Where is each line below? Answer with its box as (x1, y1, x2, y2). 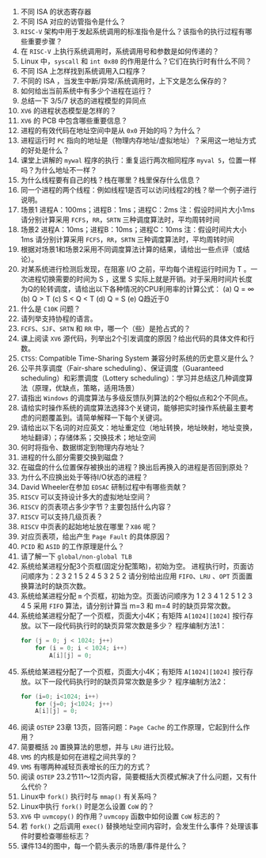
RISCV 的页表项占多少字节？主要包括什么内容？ (20, 502, 173, 511)
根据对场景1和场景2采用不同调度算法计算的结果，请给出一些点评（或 (20, 245, 244, 254)
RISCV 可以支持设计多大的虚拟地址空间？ (20, 492, 152, 501)
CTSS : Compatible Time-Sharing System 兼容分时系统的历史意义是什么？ (20, 353, 256, 363)
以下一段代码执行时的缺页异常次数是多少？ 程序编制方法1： (34, 621, 227, 630)
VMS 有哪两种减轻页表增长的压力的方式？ (20, 762, 152, 772)
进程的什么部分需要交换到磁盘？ (20, 452, 125, 462)
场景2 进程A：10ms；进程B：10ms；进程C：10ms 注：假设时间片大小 (20, 225, 247, 234)
